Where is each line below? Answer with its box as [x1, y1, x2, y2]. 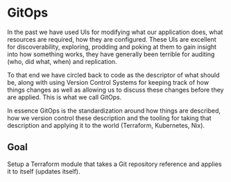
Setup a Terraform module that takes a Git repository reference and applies [7, 160, 222, 168]
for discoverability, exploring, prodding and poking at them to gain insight [7, 42, 217, 51]
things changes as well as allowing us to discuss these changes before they [7, 85, 224, 94]
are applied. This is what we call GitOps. [7, 92, 122, 101]
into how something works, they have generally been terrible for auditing [7, 50, 215, 58]
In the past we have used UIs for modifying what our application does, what [7, 28, 223, 36]
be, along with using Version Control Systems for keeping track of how [7, 78, 209, 86]
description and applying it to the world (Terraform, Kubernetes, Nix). [7, 121, 205, 129]
